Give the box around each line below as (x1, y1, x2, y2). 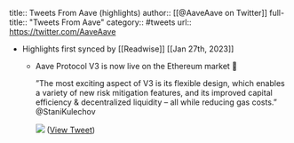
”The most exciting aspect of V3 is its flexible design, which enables (35, 78, 286, 88)
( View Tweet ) (46, 124, 96, 135)
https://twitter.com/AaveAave (9, 27, 116, 36)
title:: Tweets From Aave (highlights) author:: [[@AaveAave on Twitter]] (9, 8, 268, 18)
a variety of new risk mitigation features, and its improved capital (35, 88, 273, 98)
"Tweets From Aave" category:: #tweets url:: (29, 17, 193, 28)
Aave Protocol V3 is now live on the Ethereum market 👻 (35, 61, 238, 71)
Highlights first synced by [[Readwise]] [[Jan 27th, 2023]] (21, 44, 234, 54)
